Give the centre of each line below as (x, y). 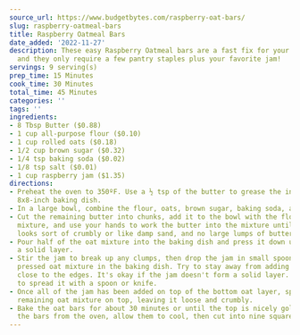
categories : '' (37, 100)
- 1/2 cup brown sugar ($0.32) (67, 150)
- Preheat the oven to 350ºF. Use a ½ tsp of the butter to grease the (145, 192)
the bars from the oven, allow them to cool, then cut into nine (142, 317)
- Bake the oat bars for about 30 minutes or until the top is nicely (143, 308)
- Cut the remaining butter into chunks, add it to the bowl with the (143, 217)
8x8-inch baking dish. (59, 201)
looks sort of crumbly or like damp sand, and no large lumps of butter (155, 233)
